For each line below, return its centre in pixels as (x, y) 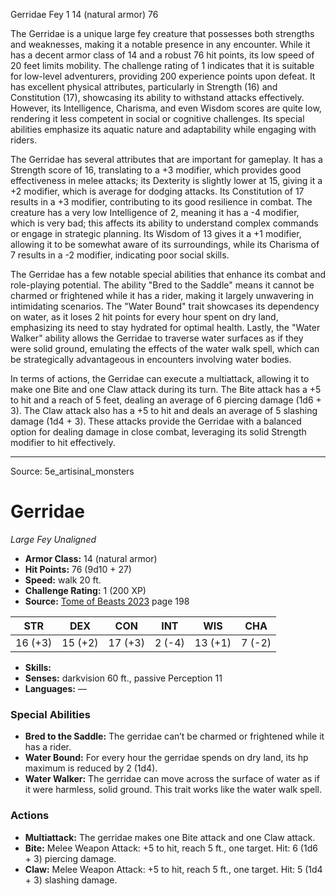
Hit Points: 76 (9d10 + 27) (78, 569)
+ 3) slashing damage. (71, 880)
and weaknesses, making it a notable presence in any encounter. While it (160, 44)
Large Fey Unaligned (53, 539)
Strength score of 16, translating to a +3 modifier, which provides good (156, 170)
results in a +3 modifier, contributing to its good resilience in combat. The (161, 202)
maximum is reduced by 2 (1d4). (91, 768)
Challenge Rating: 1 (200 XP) (85, 590)
